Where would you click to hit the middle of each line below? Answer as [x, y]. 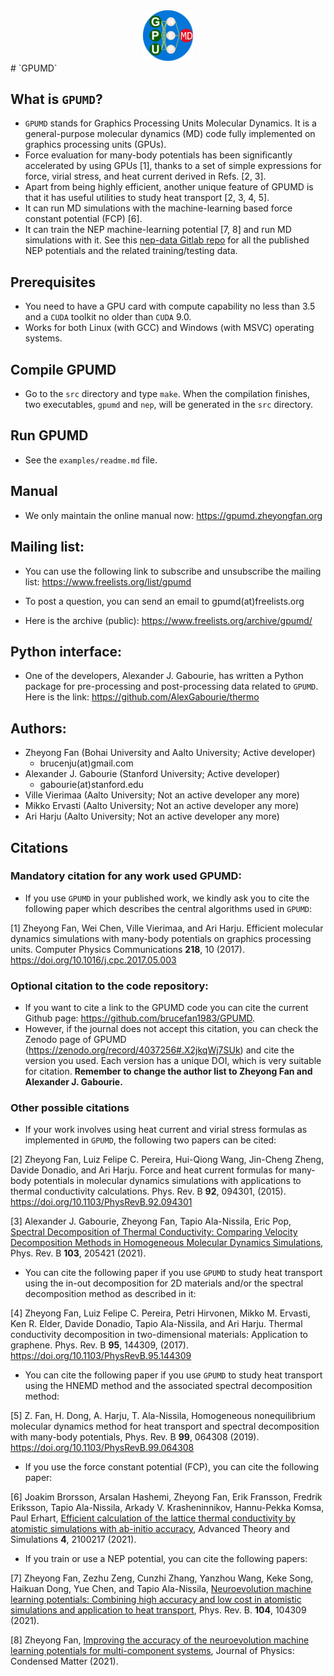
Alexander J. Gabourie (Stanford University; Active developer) [152, 774]
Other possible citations [70, 1108]
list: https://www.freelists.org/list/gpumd [108, 581]
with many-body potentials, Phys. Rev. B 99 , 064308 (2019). [135, 1437]
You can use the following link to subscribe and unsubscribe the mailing [173, 571]
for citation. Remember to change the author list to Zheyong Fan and [168, 1071]
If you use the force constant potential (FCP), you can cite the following [171, 1467]
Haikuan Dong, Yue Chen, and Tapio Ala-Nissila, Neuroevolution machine [161, 1589]
